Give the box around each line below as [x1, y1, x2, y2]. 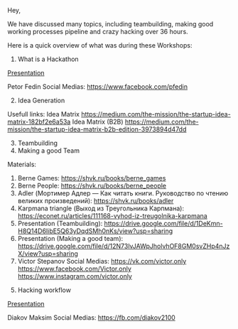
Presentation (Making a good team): [17, 234, 124, 242]
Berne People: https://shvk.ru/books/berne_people [17, 181, 167, 190]
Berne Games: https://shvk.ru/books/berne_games [17, 174, 166, 182]
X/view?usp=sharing [17, 249, 78, 258]
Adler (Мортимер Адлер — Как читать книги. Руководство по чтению [17, 189, 229, 198]
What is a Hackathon [17, 55, 80, 63]
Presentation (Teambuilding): [17, 220, 103, 227]
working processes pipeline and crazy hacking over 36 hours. [7, 28, 188, 36]
